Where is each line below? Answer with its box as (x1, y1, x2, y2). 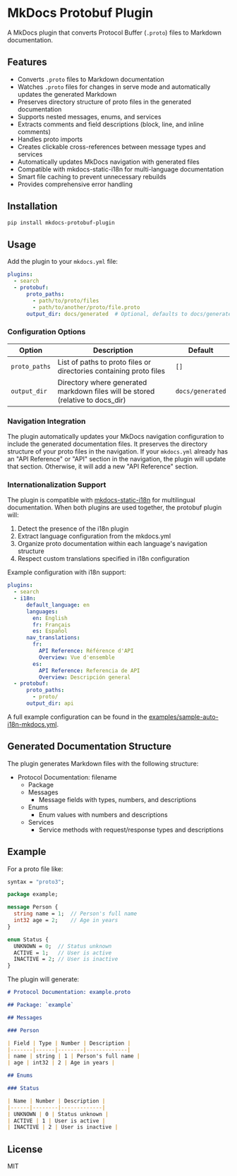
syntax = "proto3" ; (7, 878, 65, 885)
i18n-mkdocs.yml (7, 720, 57, 728)
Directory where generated (57, 377, 147, 387)
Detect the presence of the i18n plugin (17, 524, 129, 533)
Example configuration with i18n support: (7, 568, 126, 576)
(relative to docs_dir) (57, 395, 126, 405)
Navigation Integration (7, 416, 86, 426)
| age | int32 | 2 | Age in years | (7, 1060, 115, 1067)
